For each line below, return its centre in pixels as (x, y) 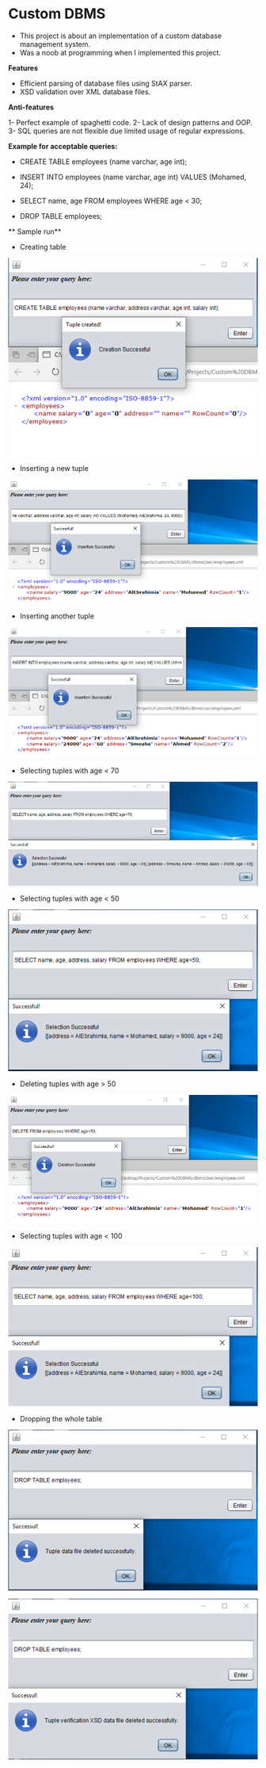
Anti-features (31, 107)
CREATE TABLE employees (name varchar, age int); (103, 161)
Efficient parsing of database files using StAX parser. (106, 83)
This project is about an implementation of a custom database (120, 36)
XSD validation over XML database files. (85, 91)
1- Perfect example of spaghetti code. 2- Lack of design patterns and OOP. (131, 122)
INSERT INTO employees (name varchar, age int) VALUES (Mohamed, (133, 177)
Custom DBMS (57, 14)
